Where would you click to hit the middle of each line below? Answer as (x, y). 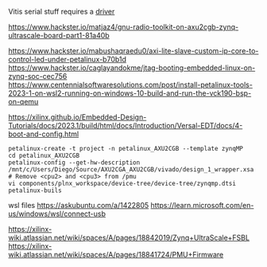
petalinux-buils (35, 190)
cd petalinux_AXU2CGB (44, 155)
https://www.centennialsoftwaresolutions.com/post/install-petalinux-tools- (130, 84)
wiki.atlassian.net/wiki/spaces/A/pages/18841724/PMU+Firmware (116, 255)
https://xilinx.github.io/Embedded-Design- (77, 117)
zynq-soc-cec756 (38, 76)
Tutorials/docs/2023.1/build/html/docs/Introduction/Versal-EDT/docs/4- (126, 126)
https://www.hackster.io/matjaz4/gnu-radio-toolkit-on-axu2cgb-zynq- (124, 27)
